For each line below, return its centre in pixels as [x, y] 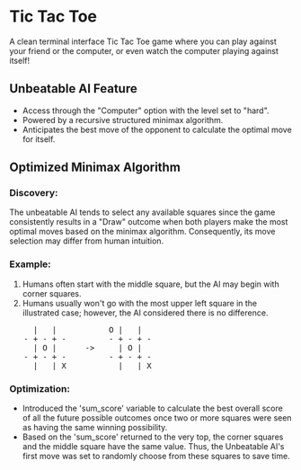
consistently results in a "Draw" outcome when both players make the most [149, 222]
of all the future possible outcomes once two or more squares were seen [157, 418]
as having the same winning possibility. [95, 428]
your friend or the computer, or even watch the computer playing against [144, 50]
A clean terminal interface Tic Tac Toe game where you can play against [143, 41]
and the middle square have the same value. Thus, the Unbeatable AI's [153, 447]
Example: [30, 264]
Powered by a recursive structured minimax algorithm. [123, 120]
